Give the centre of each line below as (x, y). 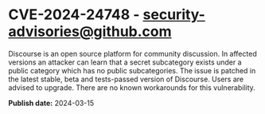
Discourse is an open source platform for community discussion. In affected (132, 53)
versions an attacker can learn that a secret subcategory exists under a (125, 62)
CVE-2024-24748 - (74, 15)
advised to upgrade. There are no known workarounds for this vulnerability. (132, 87)
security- (174, 15)
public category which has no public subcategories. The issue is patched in (132, 70)
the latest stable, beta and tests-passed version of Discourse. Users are (126, 79)
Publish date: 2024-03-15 (51, 103)
